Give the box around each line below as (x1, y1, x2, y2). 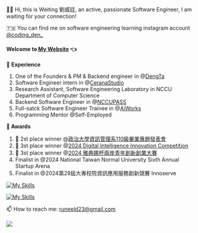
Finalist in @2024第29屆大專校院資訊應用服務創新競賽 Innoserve (15, 170, 177, 177)
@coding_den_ (6, 31, 44, 38)
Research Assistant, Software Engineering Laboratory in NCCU (15, 86, 173, 93)
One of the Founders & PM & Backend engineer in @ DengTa (15, 72, 165, 80)
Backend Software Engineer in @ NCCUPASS (15, 98, 127, 106)
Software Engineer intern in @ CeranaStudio (15, 79, 124, 86)
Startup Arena (15, 162, 50, 170)
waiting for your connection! (6, 13, 77, 20)
